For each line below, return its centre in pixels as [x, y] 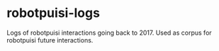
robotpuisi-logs [54, 13]
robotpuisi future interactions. [50, 40]
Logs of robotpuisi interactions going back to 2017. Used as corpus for [109, 33]
